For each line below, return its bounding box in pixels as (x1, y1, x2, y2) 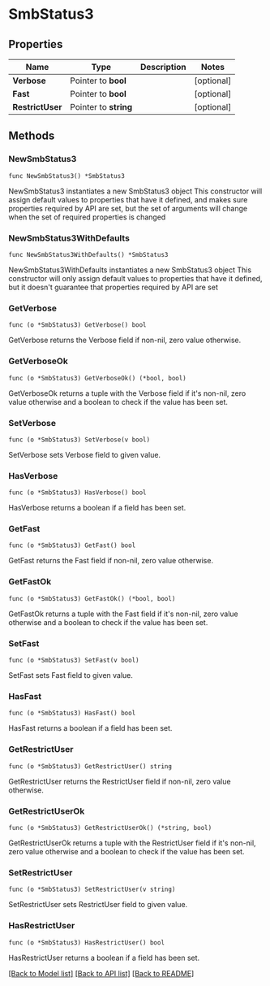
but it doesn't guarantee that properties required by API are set (8, 282, 219, 292)
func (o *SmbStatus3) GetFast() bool (8, 541, 136, 549)
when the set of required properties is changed (8, 212, 166, 222)
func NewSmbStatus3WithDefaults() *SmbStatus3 (8, 250, 169, 258)
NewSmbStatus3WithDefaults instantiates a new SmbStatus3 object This (8, 265, 252, 275)
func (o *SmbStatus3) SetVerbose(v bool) (8, 436, 151, 444)
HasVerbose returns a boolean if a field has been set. (8, 503, 186, 513)
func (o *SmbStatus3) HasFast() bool (8, 709, 136, 718)
